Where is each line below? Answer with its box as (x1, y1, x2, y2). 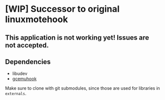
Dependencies (5, 57, 51, 66)
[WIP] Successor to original (5, 3, 120, 15)
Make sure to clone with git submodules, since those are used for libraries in (5, 85, 160, 91)
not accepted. (5, 41, 49, 50)
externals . (5, 91, 27, 97)
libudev (12, 71, 28, 76)
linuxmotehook (5, 14, 68, 25)
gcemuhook (12, 76, 37, 82)
